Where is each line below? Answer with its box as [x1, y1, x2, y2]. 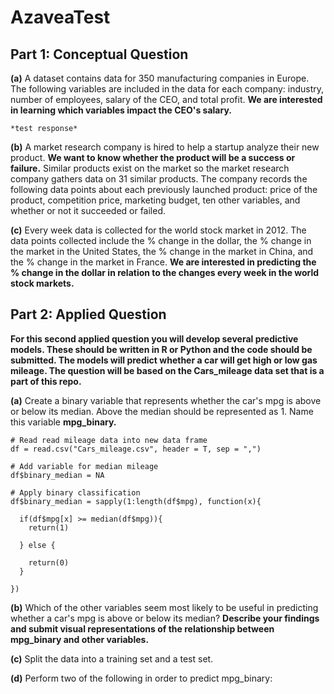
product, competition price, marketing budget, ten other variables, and [10, 194, 301, 206]
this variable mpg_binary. [10, 416, 117, 428]
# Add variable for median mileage [10, 461, 159, 471]
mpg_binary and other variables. [10, 633, 150, 645]
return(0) [28, 557, 70, 568]
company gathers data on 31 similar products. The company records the [10, 173, 308, 185]
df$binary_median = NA [10, 470, 105, 480]
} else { [19, 540, 56, 550]
